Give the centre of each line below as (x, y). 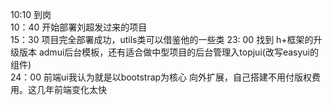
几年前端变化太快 (71, 89)
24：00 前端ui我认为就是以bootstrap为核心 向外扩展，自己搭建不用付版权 (161, 77)
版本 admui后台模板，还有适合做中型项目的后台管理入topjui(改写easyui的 (168, 52)
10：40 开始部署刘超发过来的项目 (79, 27)
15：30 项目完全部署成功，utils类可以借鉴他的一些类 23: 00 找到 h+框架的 (162, 39)
